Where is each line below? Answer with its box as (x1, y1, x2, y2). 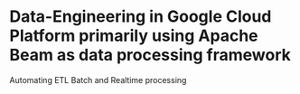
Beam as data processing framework (9, 45, 292, 65)
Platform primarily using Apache (9, 25, 259, 46)
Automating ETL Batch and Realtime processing (9, 74, 187, 85)
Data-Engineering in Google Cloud (9, 6, 272, 27)
